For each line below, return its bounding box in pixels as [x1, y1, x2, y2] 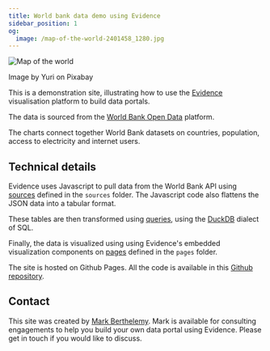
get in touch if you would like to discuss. [8, 333, 143, 343]
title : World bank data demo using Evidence [8, 11, 161, 20]
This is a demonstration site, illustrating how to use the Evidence [8, 88, 223, 98]
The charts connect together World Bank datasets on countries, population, [8, 128, 260, 137]
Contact [8, 294, 50, 308]
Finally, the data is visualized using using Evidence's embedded [8, 239, 221, 248]
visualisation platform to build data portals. [8, 96, 150, 106]
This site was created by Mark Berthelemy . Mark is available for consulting [8, 316, 257, 326]
